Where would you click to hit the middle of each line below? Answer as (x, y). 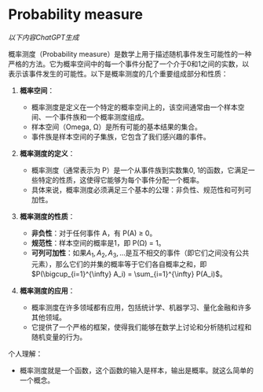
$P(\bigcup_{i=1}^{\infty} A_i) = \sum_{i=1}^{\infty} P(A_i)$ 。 (129, 274)
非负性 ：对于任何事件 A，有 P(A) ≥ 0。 (94, 233)
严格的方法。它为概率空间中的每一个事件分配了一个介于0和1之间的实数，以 (129, 64)
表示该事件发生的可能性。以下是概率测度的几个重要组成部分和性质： (118, 73)
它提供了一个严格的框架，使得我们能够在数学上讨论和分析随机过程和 (141, 327)
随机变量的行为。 (59, 337)
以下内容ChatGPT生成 (44, 37)
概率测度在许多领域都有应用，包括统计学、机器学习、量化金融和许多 (141, 307)
